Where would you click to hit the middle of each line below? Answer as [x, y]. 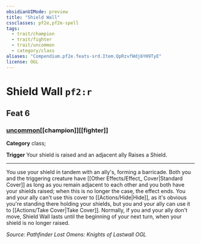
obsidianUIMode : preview [37, 12]
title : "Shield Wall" [33, 17]
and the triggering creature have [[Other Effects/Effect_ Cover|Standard [95, 179]
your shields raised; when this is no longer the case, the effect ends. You [96, 191]
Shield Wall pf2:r [49, 91]
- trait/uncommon [33, 45]
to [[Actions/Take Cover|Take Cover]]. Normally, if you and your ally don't [97, 211]
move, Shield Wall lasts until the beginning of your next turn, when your [94, 216]
